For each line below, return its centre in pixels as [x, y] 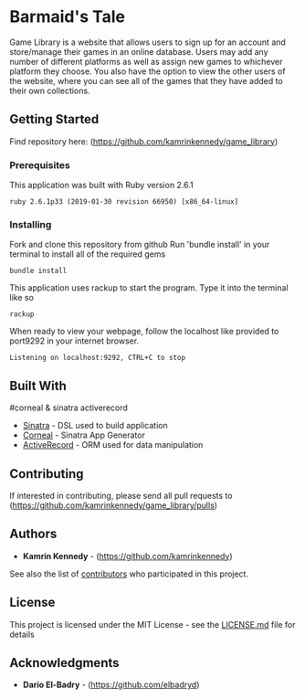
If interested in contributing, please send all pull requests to [121, 495]
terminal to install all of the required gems [88, 254]
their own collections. [50, 90]
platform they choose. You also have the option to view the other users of [147, 71]
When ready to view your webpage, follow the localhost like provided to [144, 332]
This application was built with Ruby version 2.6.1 [101, 185]
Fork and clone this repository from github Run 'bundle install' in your [140, 245]
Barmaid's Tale [68, 17]
